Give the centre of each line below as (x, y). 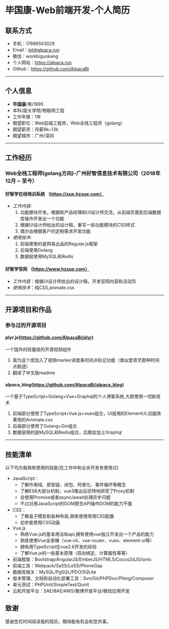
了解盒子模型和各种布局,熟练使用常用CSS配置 (67, 516)
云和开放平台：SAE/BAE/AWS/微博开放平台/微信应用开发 (71, 591)
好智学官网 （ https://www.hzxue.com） (47, 269)
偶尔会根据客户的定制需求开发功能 (55, 231)
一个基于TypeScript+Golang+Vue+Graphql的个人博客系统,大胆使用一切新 (81, 396)
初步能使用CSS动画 (40, 523)
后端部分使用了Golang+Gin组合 (45, 426)
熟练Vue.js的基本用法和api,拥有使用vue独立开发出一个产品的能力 (87, 534)
